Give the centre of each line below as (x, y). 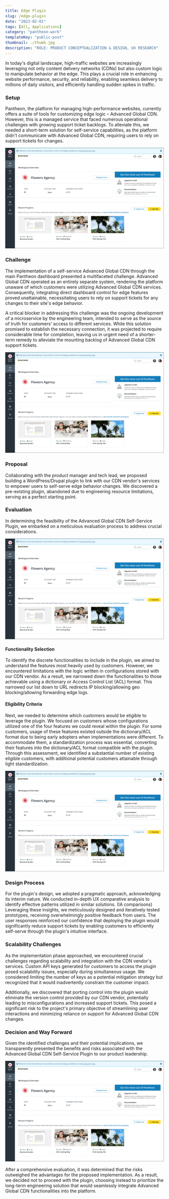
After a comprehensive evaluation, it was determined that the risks (74, 1170)
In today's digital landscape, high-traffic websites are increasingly (73, 63)
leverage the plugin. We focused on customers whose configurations (77, 721)
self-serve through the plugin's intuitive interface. (57, 931)
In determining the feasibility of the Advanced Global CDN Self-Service (79, 521)
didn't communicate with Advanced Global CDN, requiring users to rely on (82, 135)
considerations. (21, 531)
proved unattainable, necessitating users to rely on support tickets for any (82, 298)
